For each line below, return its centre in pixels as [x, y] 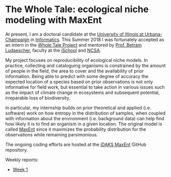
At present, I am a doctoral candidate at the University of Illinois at [75, 34]
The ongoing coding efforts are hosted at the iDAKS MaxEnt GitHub [76, 144]
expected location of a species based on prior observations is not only [79, 82]
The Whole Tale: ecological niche [77, 9]
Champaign [17, 40]
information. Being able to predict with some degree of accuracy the [77, 76]
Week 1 [20, 169]
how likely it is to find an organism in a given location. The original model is [84, 124]
